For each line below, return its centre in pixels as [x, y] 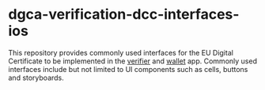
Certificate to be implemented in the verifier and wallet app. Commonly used [132, 61]
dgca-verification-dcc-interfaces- [124, 14]
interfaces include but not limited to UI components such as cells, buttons [128, 69]
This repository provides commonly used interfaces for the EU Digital [121, 52]
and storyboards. [36, 77]
